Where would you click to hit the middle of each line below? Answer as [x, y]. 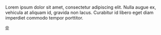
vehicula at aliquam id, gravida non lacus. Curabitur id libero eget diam [79, 12]
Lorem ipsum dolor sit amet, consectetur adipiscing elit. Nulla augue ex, [81, 7]
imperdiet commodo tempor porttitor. [44, 18]
